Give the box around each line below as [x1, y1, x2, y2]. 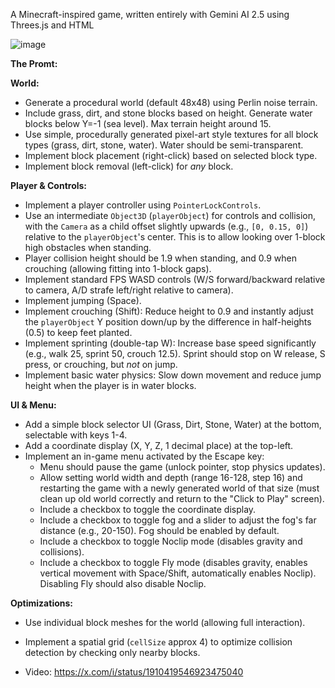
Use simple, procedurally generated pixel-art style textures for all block [24, 129, 319, 140]
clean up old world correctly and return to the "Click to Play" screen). [39, 493, 325, 504]
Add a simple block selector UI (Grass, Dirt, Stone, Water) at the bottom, [24, 419, 322, 430]
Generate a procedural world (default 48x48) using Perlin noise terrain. [24, 97, 318, 108]
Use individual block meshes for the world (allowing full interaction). [24, 617, 306, 628]
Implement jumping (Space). [24, 295, 142, 306]
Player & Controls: [10, 180, 88, 191]
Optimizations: [10, 597, 73, 609]
